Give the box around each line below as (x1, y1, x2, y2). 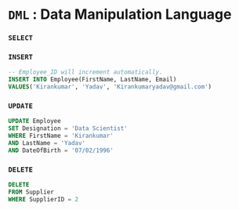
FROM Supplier (8, 188, 55, 196)
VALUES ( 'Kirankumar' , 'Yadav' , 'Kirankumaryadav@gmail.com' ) (8, 83, 212, 91)
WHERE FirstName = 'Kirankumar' (8, 132, 114, 140)
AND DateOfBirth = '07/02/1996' (8, 147, 114, 154)
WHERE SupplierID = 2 (8, 195, 79, 203)
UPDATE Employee (8, 118, 61, 125)
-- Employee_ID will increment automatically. (8, 68, 163, 76)
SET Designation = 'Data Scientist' (8, 125, 128, 132)
